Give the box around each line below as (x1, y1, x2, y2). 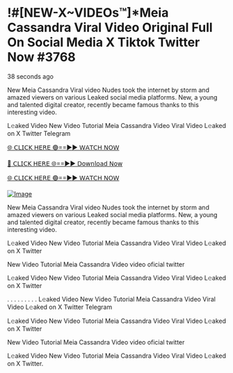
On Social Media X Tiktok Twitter (7, 35, 200, 50)
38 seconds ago (7, 72, 54, 81)
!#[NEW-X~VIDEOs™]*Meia (7, 5, 169, 21)
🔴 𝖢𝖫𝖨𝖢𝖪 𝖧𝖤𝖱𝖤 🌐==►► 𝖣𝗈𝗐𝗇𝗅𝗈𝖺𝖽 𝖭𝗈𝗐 (7, 159, 123, 168)
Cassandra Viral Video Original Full (7, 19, 214, 35)
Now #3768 (7, 49, 77, 65)
